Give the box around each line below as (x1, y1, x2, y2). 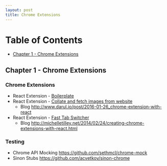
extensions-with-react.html (20, 126, 78, 132)
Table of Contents (5, 34, 83, 46)
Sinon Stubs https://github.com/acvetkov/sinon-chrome (12, 155, 130, 161)
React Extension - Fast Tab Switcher (12, 114, 89, 121)
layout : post (5, 7, 33, 13)
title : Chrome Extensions (5, 12, 60, 17)
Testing (5, 138, 25, 146)
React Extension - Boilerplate (12, 93, 74, 99)
